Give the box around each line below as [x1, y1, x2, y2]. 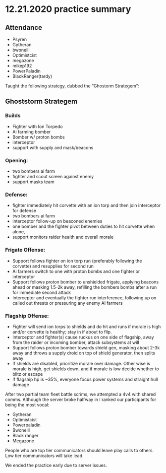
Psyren [12, 36, 27, 42]
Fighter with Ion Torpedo [12, 123, 63, 130]
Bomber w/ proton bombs [12, 134, 65, 140]
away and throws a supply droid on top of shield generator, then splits [12, 350, 155, 356]
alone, [12, 229, 25, 235]
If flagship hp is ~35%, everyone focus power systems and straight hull [12, 376, 158, 382]
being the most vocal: [5, 402, 50, 407]
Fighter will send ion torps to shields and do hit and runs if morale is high [12, 324, 161, 330]
